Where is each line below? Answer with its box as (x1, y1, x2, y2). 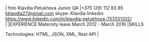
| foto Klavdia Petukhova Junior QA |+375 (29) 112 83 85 (5, 5, 123, 11)
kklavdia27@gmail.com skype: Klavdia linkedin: (5, 10, 105, 16)
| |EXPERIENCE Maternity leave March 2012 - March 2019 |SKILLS (5, 21, 144, 27)
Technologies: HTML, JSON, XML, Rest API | (5, 31, 99, 37)
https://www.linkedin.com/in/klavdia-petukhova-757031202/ (5, 16, 132, 22)
